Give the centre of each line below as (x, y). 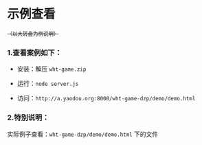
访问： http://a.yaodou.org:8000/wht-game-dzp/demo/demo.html (106, 98)
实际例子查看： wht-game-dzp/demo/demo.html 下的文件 (83, 134)
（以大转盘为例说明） (33, 34)
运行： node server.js (48, 84)
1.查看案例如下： (35, 52)
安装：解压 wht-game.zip (52, 69)
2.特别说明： (28, 118)
